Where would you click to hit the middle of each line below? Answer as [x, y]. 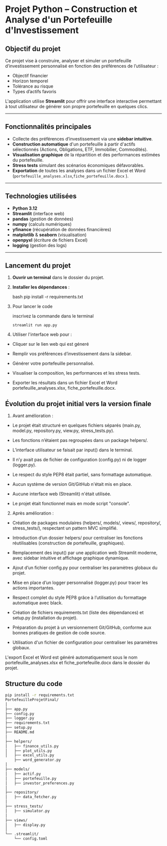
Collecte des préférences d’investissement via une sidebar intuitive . [83, 139]
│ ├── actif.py [23, 774]
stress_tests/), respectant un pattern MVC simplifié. [65, 528]
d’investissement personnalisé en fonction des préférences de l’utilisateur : [82, 66]
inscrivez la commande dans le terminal [53, 316]
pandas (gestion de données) [43, 219]
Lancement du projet [38, 266]
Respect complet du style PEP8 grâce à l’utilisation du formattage [79, 598]
